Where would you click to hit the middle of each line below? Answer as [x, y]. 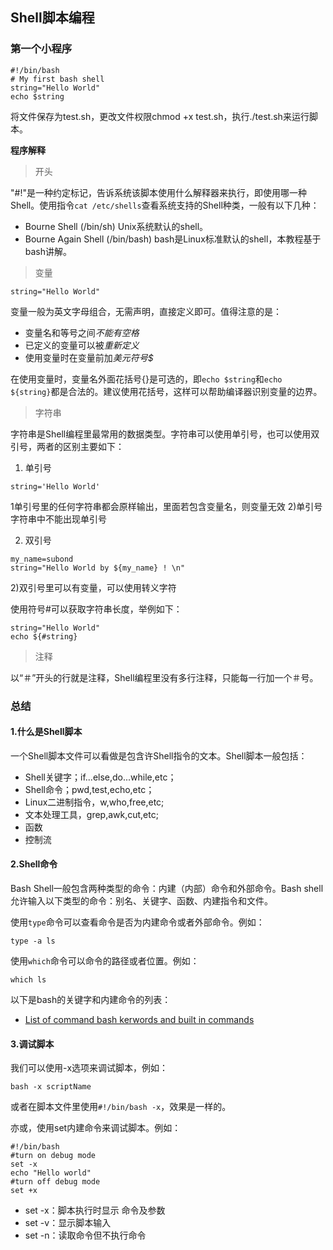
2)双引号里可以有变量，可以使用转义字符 [93, 587]
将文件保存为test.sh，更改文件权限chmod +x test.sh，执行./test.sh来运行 [160, 116]
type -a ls [33, 941]
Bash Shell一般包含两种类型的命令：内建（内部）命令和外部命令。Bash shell [167, 889]
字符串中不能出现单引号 [58, 519]
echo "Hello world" [51, 1173]
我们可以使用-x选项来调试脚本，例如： [89, 1068]
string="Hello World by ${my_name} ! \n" [98, 568]
